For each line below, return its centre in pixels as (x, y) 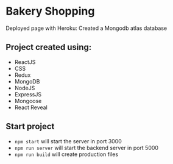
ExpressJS (28, 94)
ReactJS (25, 62)
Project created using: (49, 47)
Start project (30, 127)
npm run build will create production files (66, 154)
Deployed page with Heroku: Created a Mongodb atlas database (86, 28)
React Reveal (31, 107)
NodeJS (25, 88)
